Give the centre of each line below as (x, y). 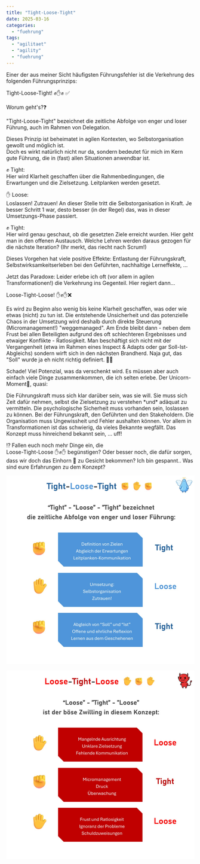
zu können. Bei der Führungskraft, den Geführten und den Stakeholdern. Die (100, 414)
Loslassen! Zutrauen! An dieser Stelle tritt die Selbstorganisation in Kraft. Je (99, 203)
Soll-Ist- (178, 346)
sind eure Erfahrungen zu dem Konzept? (56, 467)
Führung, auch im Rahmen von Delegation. (59, 127)
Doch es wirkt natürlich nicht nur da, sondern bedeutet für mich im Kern (95, 151)
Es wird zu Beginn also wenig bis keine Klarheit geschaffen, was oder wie (96, 309)
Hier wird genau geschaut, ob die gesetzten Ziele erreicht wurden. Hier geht (100, 234)
